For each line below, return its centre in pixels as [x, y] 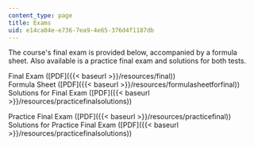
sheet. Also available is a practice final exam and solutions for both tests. [127, 61]
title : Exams [30, 23]
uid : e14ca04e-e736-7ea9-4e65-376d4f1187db [81, 30]
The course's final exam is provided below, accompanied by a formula [123, 53]
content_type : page [40, 15]
